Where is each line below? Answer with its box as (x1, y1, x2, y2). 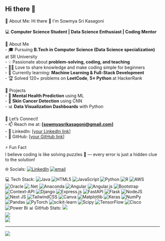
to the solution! (5, 156, 35, 162)
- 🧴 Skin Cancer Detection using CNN (5, 98, 82, 104)
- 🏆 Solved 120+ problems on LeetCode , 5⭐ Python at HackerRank (5, 75, 142, 81)
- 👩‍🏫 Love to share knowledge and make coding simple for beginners (5, 64, 145, 70)
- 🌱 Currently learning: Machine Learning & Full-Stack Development (5, 69, 144, 75)
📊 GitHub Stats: (29, 205, 62, 211)
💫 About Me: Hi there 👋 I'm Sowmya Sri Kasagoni (5, 18, 104, 24)
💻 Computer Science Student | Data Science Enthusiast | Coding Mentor (5, 29, 157, 34)
